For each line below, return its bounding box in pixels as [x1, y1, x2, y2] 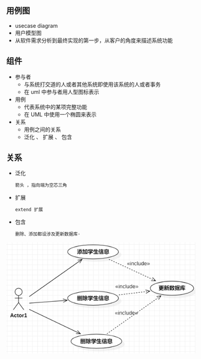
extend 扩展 [14, 207, 43, 213]
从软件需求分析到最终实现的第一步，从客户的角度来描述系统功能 [14, 37, 173, 44]
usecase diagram [14, 22, 58, 29]
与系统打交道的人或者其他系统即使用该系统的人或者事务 [23, 81, 161, 88]
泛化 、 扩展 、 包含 [23, 133, 73, 140]
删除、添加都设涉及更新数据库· [14, 231, 81, 238]
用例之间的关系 [23, 126, 61, 133]
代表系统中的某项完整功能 [23, 103, 88, 110]
